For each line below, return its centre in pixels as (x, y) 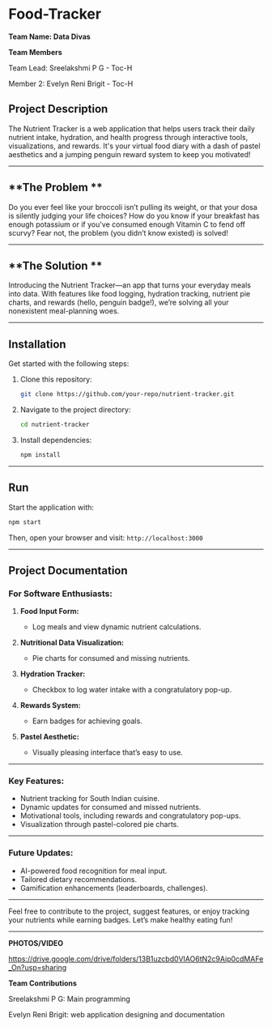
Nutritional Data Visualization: (72, 643)
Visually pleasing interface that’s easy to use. (108, 752)
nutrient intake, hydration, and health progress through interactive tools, (128, 137)
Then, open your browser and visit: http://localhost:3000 (106, 537)
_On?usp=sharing (38, 967)
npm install (40, 454)
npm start (25, 522)
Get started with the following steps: (69, 364)
